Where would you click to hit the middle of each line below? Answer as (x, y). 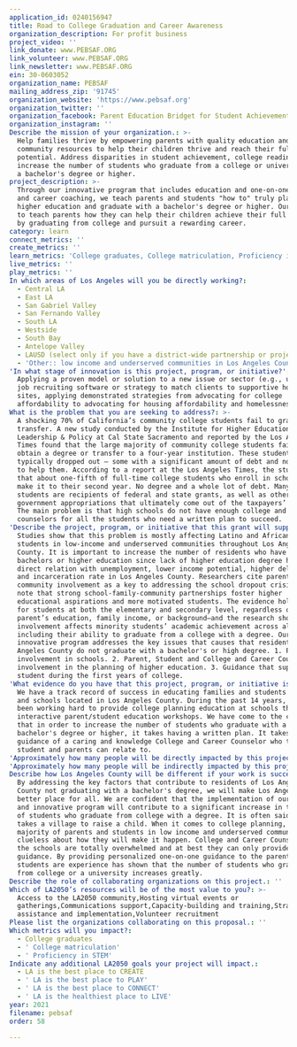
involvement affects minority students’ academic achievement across (148, 626)
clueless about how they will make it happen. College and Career (142, 840)
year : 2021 (29, 1005)
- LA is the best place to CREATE (80, 972)
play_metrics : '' (41, 273)
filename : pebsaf (41, 1013)
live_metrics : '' (41, 265)
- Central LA (41, 289)
